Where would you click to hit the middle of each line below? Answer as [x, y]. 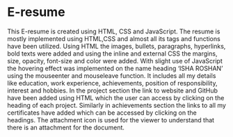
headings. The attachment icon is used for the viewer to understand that [111, 120]
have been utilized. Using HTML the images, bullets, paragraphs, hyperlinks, [116, 46]
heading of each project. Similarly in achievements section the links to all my [116, 105]
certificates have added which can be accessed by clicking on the [102, 113]
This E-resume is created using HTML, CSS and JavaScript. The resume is [114, 31]
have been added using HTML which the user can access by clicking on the [116, 97]
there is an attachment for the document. [66, 127]
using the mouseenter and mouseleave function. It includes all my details [112, 75]
